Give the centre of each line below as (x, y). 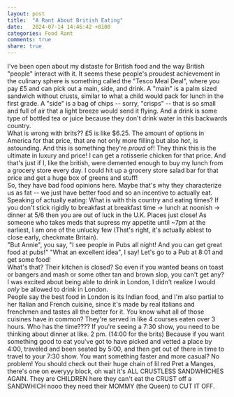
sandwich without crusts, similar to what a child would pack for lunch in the (116, 96)
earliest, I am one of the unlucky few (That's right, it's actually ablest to (109, 230)
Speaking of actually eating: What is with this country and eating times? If (113, 200)
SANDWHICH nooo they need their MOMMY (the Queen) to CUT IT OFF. (111, 386)
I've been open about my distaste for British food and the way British (106, 66)
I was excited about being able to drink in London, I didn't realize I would (111, 282)
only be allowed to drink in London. (58, 289)
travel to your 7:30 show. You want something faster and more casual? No (114, 356)
